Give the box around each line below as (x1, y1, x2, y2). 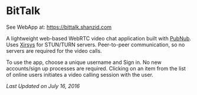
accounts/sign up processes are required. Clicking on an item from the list (6, 65, 186, 72)
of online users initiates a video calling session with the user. (6, 71, 153, 78)
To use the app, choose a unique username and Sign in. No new (6, 59, 162, 66)
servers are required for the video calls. (6, 47, 102, 54)
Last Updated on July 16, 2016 (6, 82, 80, 89)
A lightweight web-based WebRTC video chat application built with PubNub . (6, 35, 192, 42)
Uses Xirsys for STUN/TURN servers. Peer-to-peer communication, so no (6, 41, 185, 48)
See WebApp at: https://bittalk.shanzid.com (6, 23, 112, 30)
